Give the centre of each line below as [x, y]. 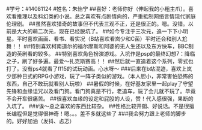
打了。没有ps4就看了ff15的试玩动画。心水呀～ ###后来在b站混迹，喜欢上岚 [99, 69]
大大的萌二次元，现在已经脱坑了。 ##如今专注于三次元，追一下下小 [100, 31]
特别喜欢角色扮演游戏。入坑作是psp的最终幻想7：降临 [128, 54]
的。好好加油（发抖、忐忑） [41, 121]
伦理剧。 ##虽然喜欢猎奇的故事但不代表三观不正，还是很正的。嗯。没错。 [97, 24]
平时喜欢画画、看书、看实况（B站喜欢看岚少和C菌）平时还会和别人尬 [102, 39]
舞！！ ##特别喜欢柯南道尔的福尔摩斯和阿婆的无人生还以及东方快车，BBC [97, 46]
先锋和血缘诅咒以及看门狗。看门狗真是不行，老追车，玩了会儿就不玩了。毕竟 [101, 91]
